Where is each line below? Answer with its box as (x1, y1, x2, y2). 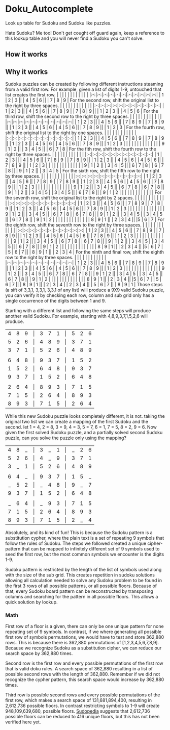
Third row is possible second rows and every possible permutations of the (5, 692, 160, 698)
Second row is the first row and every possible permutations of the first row (5, 660, 163, 666)
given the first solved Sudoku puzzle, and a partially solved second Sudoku (5, 430, 163, 436)
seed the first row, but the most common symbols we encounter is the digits (5, 551, 164, 558)
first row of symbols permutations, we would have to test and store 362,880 (5, 634, 164, 640)
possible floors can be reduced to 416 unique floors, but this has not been (5, 714, 160, 720)
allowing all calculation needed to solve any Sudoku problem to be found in (5, 577, 162, 584)
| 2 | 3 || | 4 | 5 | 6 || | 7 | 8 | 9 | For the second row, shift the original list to (5, 97, 159, 104)
